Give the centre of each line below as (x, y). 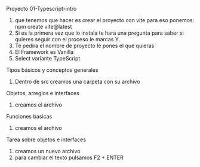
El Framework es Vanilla (44, 52)
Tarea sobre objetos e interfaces (46, 139)
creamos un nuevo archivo (47, 151)
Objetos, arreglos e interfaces (43, 93)
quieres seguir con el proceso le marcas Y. (67, 39)
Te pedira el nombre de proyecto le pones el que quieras (84, 45)
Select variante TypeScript (47, 58)
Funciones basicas (29, 116)
